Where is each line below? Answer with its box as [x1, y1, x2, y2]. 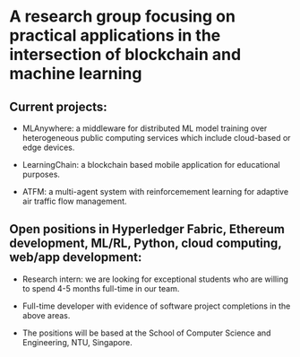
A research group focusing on [9, 6, 236, 27]
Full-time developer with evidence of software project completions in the [21, 300, 291, 311]
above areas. [21, 309, 71, 320]
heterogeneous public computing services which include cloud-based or [21, 133, 291, 143]
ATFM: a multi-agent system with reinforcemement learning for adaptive [21, 187, 289, 196]
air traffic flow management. [21, 196, 127, 206]
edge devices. [21, 142, 75, 152]
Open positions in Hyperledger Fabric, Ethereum [9, 222, 285, 237]
